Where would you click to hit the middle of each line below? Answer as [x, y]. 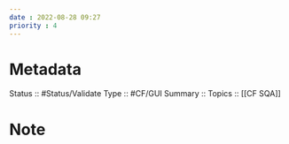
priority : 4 [33, 26]
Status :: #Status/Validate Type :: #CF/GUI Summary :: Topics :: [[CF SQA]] [145, 94]
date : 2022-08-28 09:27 [55, 17]
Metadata [45, 69]
